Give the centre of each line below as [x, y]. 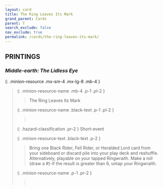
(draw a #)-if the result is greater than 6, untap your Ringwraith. [93, 163]
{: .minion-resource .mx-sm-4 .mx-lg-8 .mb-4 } [53, 81]
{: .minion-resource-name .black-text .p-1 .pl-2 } [65, 110]
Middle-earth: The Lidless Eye [41, 71]
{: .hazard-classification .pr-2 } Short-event [61, 129]
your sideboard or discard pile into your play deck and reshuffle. [94, 153]
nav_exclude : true [24, 32]
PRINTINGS [23, 57]
